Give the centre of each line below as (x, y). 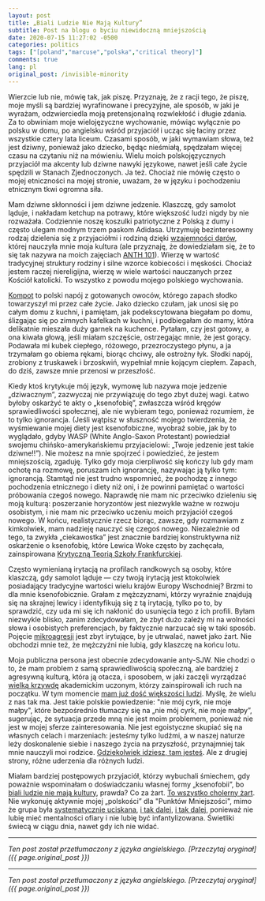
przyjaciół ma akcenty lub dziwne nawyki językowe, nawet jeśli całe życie (128, 163)
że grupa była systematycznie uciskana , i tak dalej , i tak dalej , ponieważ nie (131, 809)
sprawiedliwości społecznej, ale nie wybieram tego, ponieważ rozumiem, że (131, 411)
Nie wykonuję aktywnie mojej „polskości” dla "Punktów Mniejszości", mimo (130, 801)
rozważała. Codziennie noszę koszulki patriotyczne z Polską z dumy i (121, 221)
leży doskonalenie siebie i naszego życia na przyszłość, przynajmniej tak (127, 744)
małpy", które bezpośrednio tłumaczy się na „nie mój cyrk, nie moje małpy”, (130, 710)
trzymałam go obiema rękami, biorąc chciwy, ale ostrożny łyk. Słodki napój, (131, 354)
